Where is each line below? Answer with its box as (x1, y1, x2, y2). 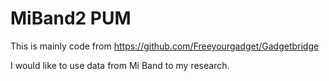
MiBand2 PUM (10, 7, 132, 30)
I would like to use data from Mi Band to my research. (10, 59, 230, 71)
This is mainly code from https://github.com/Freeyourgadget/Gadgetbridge (10, 40, 320, 52)
